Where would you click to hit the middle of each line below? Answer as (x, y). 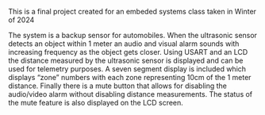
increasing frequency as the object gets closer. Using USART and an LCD (128, 52)
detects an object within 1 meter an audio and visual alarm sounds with (124, 44)
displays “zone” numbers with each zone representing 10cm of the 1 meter (130, 77)
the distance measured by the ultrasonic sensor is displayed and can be (126, 60)
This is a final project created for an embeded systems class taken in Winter (132, 11)
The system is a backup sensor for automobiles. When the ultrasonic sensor (133, 35)
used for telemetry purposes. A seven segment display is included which (127, 69)
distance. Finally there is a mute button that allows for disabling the (118, 86)
